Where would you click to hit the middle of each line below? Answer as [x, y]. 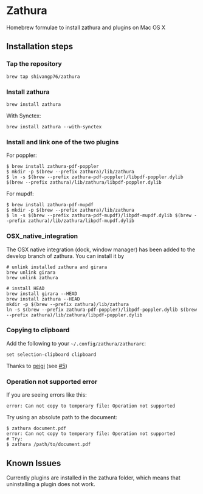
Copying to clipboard [38, 330]
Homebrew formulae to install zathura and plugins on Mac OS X [86, 27]
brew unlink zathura [33, 277]
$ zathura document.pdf [36, 429]
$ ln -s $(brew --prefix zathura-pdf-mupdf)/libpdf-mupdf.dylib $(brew [99, 216]
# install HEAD [26, 288]
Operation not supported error [52, 381]
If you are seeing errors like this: [46, 395]
